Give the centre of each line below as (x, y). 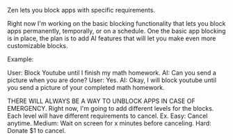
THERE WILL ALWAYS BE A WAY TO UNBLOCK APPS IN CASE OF (102, 101)
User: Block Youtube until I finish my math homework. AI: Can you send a (112, 73)
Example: (21, 59)
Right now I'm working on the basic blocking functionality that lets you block (116, 23)
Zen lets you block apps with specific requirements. (81, 10)
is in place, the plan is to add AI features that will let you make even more (112, 38)
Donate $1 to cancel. (37, 131)
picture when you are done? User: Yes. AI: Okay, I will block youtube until (112, 80)
